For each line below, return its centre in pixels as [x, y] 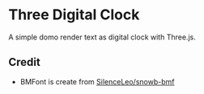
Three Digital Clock [74, 15]
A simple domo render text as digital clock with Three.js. [102, 37]
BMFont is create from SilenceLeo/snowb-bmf [97, 81]
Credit [24, 62]
